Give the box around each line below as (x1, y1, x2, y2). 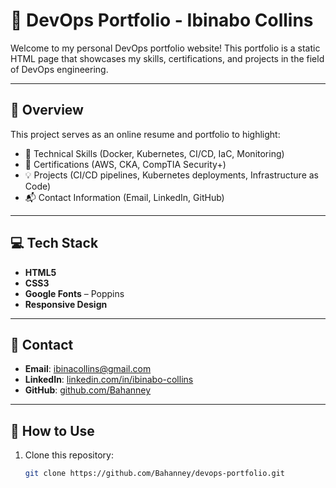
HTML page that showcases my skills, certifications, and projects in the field (10, 52, 325, 64)
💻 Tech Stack (10, 235, 99, 252)
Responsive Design (24, 298, 108, 310)
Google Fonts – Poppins (24, 287, 125, 299)
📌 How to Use (10, 422, 95, 439)
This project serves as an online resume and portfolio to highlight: (10, 128, 281, 140)
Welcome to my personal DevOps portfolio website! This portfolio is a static (10, 42, 321, 54)
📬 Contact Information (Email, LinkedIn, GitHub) (24, 191, 225, 203)
